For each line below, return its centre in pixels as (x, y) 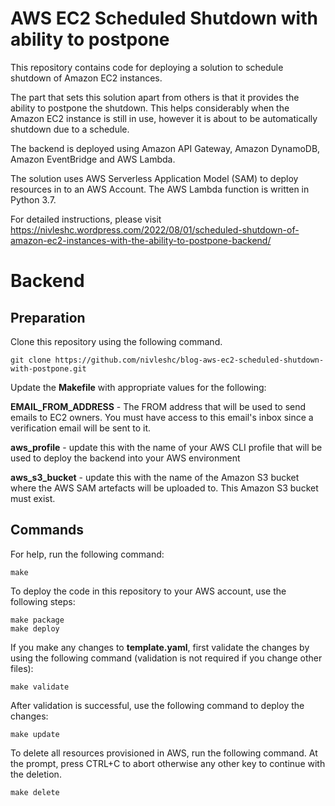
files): (22, 668)
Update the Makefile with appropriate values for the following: (138, 387)
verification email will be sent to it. (81, 428)
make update (35, 734)
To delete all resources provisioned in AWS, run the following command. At (164, 753)
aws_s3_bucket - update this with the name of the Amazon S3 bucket (155, 477)
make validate (40, 687)
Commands (47, 530)
